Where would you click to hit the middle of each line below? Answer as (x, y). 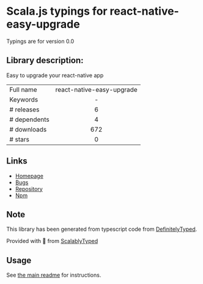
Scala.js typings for (57, 11)
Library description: (45, 60)
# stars (19, 139)
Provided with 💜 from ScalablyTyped (52, 241)
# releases (24, 110)
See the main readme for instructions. (54, 275)
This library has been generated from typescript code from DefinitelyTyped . (102, 229)
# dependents (30, 119)
